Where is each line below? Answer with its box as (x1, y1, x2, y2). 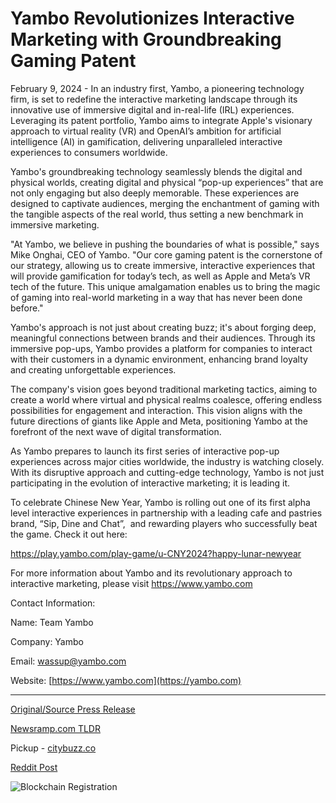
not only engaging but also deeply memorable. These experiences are (10, 187, 300, 199)
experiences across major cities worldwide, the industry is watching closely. (10, 455, 325, 467)
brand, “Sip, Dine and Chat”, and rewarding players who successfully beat (10, 517, 318, 529)
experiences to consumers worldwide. (10, 146, 168, 158)
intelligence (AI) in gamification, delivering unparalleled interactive (10, 135, 283, 147)
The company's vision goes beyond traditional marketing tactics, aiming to (10, 383, 318, 395)
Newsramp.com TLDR (10, 722, 101, 734)
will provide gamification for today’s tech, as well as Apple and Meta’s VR (10, 270, 311, 282)
